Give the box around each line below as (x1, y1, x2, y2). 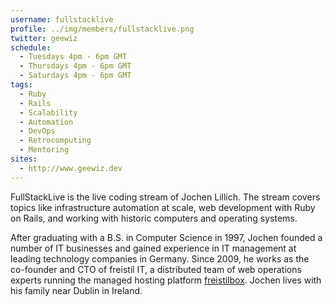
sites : (10, 154, 38, 164)
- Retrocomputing (19, 136, 92, 146)
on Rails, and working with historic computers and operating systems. (10, 212, 298, 224)
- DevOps (19, 126, 56, 136)
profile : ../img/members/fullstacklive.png (10, 24, 195, 34)
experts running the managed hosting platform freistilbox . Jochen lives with (10, 274, 322, 286)
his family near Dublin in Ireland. (10, 284, 143, 296)
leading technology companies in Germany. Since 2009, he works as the (10, 252, 310, 265)
